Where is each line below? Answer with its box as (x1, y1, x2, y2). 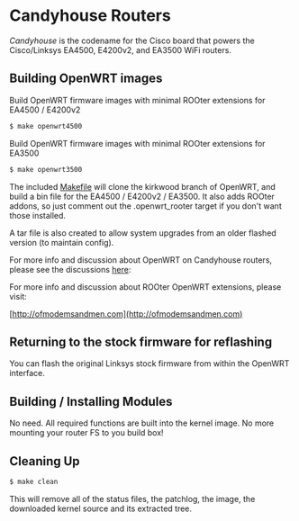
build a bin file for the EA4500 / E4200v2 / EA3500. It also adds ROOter (9, 191, 275, 202)
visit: (9, 291, 27, 301)
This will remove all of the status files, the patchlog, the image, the (9, 493, 256, 504)
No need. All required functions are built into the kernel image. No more (9, 418, 275, 428)
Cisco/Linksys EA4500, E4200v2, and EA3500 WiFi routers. (9, 44, 232, 55)
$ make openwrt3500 (9, 165, 83, 174)
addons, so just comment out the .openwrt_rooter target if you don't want (9, 200, 282, 211)
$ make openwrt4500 (9, 121, 83, 130)
